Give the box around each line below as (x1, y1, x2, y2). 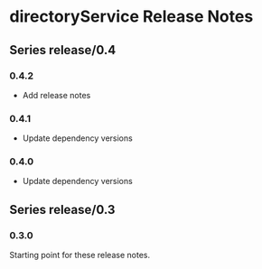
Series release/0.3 (9, 201, 116, 218)
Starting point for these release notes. (9, 250, 151, 261)
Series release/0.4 (9, 42, 117, 58)
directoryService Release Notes (9, 6, 254, 27)
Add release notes (22, 89, 91, 100)
